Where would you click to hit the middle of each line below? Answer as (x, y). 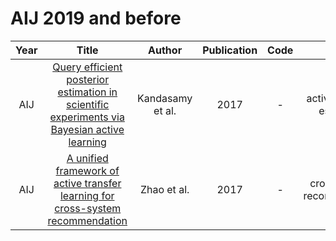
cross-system (88, 208)
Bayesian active (87, 129)
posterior (88, 79)
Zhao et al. (164, 189)
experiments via (87, 117)
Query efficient (87, 67)
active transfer (87, 183)
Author (165, 50)
